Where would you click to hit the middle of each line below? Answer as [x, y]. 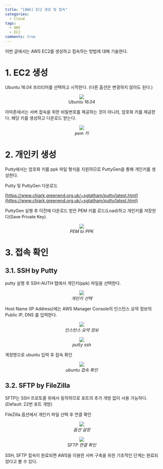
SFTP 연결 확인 [82, 445]
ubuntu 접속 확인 [82, 370]
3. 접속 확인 [27, 252]
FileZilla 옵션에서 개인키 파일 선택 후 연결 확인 [48, 414]
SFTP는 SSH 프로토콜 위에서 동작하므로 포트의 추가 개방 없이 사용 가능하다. [76, 398]
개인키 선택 [82, 298]
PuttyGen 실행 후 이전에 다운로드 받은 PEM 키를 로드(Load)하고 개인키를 [74, 211]
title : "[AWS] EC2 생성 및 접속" [36, 10]
